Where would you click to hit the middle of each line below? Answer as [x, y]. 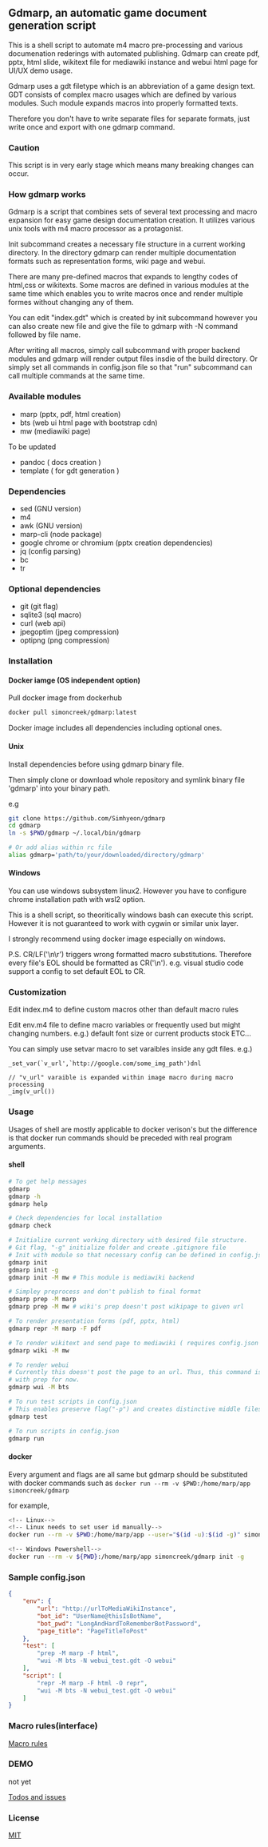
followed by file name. [45, 335]
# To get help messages [48, 1181]
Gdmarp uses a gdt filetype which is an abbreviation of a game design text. [132, 86]
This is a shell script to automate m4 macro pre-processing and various [126, 45]
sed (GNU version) [50, 509]
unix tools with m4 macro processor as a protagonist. [96, 229]
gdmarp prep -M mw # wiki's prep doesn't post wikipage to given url [126, 1307]
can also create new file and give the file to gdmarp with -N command [123, 327]
